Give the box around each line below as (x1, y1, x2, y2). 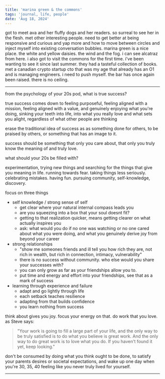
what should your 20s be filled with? (5, 155, 79, 161)
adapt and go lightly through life (19, 288, 84, 294)
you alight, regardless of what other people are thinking (5, 116, 117, 122)
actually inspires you (19, 220, 61, 226)
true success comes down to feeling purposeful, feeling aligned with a (5, 100, 147, 106)
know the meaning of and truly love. (5, 146, 78, 151)
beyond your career (19, 236, 60, 242)
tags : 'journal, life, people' (5, 12, 69, 17)
